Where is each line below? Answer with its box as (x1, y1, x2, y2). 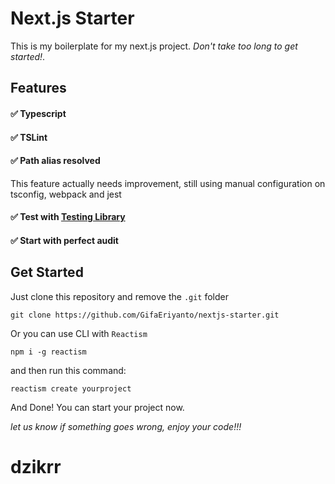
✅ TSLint (10, 131, 48, 143)
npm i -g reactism (10, 347, 87, 357)
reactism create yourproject (10, 383, 132, 394)
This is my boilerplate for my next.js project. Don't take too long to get (10, 40, 298, 52)
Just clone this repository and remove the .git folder (10, 290, 230, 302)
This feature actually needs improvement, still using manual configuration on (10, 177, 326, 189)
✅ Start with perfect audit (10, 234, 119, 246)
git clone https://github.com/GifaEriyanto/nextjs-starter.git (10, 310, 280, 320)
